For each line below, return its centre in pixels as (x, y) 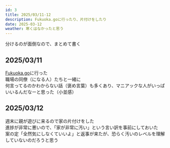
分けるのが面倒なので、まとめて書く (43, 44)
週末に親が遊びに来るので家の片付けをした (50, 121)
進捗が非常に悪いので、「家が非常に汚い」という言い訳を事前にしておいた (82, 127)
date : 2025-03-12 (24, 24)
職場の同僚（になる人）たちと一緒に (43, 79)
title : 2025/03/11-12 (28, 15)
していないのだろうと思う (32, 140)
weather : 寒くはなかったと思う (35, 29)
